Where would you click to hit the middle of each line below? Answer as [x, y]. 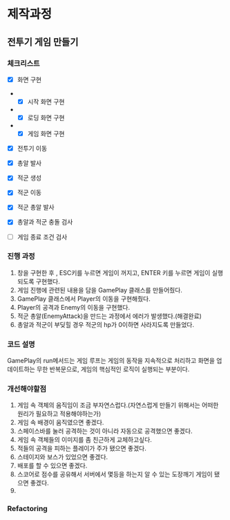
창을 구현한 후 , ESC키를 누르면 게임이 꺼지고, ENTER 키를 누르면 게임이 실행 [120, 272]
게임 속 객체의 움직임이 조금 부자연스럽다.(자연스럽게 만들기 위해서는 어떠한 [118, 405]
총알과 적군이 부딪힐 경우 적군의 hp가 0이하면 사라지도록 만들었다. [106, 324]
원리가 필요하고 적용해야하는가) [59, 414]
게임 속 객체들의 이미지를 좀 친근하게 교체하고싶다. [84, 440]
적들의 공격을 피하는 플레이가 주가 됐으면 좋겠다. [82, 448]
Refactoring [28, 509]
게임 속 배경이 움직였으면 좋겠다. [60, 423]
